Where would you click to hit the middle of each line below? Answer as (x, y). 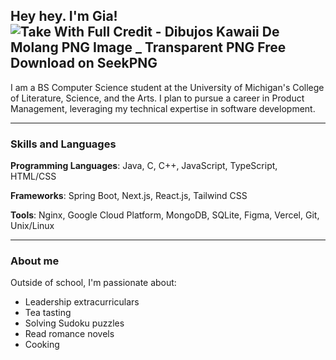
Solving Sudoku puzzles (74, 323)
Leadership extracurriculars (82, 302)
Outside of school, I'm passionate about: (93, 283)
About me (35, 261)
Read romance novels (69, 334)
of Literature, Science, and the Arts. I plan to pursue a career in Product (157, 98)
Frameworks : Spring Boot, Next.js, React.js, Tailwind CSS (129, 196)
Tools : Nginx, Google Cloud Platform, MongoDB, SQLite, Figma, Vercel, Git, (165, 215)
